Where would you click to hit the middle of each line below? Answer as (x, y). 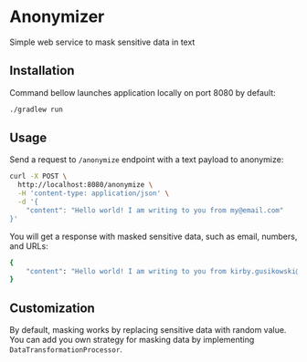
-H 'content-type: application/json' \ (94, 193)
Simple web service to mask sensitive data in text (102, 42)
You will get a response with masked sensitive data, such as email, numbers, (153, 236)
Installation (42, 71)
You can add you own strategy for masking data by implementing (132, 340)
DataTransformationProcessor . (66, 349)
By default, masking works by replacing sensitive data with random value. (148, 330)
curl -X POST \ (38, 176)
